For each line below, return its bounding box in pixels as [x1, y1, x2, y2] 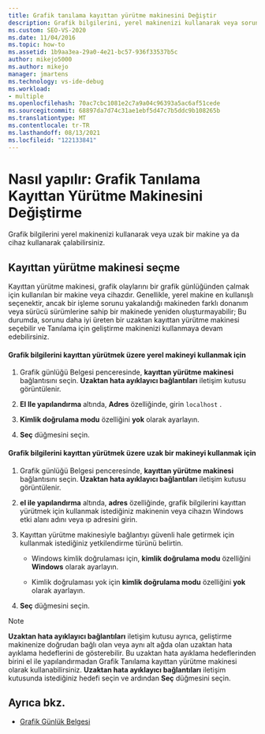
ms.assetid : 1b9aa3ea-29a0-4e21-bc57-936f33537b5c [8, 48, 178, 56]
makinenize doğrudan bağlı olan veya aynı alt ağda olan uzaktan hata [8, 639, 233, 649]
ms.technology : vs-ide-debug [8, 77, 104, 85]
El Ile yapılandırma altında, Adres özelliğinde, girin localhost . [19, 400, 222, 409]
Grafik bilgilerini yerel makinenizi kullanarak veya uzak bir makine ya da [8, 229, 240, 239]
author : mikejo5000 [8, 56, 73, 64]
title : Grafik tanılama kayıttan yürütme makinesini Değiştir [8, 11, 217, 20]
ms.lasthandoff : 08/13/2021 [8, 129, 101, 136]
